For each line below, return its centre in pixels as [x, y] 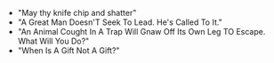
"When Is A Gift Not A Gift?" [68, 51]
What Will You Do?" [53, 41]
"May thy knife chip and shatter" [77, 13]
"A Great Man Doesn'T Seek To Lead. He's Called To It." [120, 22]
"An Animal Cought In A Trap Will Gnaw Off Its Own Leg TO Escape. [141, 31]
